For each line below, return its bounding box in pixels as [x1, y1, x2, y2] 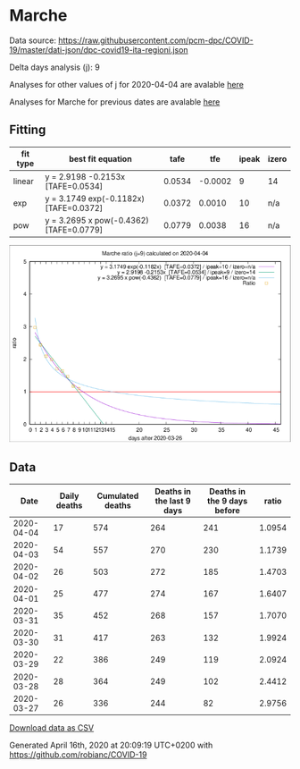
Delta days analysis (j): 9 [9, 62, 100, 72]
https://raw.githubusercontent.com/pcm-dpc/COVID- [57, 35, 254, 46]
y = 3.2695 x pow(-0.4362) [44, 215, 150, 225]
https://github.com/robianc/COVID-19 [9, 749, 147, 760]
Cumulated [96, 491, 139, 502]
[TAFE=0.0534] [44, 181, 104, 191]
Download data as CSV [9, 723, 95, 733]
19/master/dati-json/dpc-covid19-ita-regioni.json [9, 44, 189, 55]
